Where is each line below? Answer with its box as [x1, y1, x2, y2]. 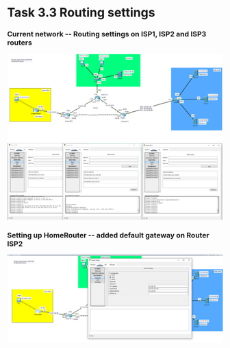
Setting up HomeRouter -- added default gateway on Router [7, 230, 210, 240]
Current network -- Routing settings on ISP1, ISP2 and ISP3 [7, 30, 207, 39]
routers [7, 38, 32, 47]
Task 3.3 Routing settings [7, 5, 155, 21]
